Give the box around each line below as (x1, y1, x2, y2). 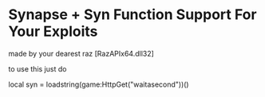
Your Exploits (8, 22, 98, 41)
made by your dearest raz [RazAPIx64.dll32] (8, 48, 154, 58)
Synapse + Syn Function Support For (8, 6, 257, 24)
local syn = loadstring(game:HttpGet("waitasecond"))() (8, 80, 189, 89)
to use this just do (8, 64, 67, 73)
